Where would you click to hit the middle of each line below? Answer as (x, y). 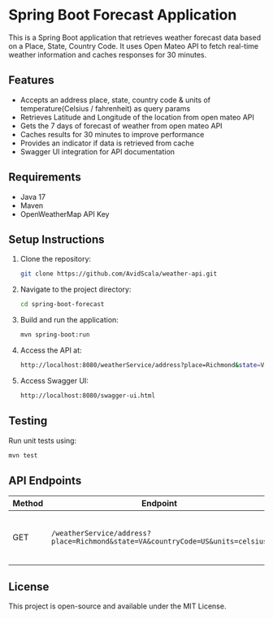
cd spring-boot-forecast (62, 305)
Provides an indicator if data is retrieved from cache (107, 143)
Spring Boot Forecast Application (123, 15)
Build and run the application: (69, 320)
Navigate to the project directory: (76, 289)
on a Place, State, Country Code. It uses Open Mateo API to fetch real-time (133, 45)
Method (28, 504)
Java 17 (33, 197)
